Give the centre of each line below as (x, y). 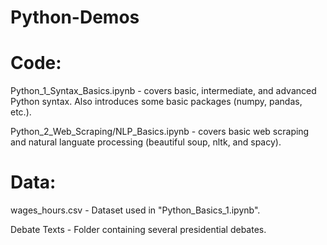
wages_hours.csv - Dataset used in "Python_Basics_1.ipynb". (135, 210)
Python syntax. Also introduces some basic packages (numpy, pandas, (156, 102)
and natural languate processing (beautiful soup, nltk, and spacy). (146, 142)
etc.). (21, 112)
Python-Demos (75, 17)
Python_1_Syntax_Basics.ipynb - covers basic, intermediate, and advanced (163, 91)
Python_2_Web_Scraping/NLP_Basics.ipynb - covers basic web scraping (160, 132)
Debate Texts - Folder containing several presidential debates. (138, 230)
